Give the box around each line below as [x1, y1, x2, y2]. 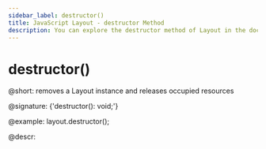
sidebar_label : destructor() [8, 11, 104, 20]
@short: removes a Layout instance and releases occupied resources [8, 86, 234, 95]
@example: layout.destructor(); [8, 117, 109, 126]
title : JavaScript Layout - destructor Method [8, 19, 165, 27]
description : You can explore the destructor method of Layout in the [8, 26, 246, 34]
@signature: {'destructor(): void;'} [8, 102, 119, 111]
